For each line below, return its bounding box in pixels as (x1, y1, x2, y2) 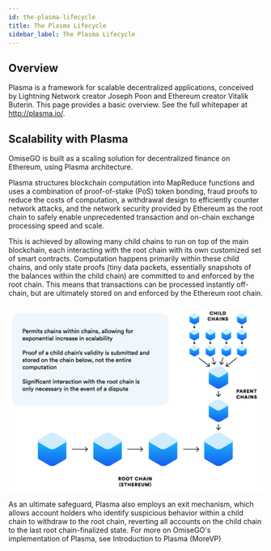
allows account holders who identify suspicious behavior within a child (8, 507, 244, 518)
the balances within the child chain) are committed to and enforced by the (8, 271, 255, 280)
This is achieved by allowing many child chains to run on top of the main (8, 237, 249, 246)
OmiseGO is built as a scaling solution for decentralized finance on (8, 154, 231, 163)
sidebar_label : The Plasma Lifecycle (8, 30, 136, 38)
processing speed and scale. (8, 221, 105, 230)
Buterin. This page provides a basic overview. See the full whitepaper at (8, 100, 248, 109)
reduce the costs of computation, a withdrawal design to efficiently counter (8, 195, 260, 204)
